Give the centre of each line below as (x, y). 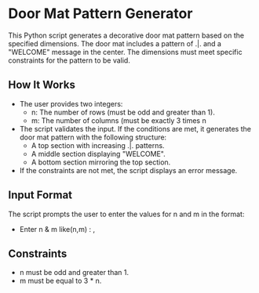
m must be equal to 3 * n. (60, 281)
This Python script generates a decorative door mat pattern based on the (126, 35)
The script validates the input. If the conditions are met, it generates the (135, 128)
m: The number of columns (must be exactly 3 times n (119, 120)
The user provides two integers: (71, 103)
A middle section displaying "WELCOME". (98, 154)
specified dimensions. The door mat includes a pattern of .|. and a (115, 43)
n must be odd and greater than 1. (74, 273)
